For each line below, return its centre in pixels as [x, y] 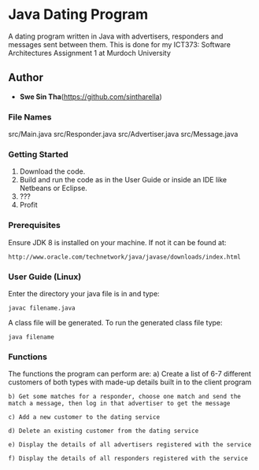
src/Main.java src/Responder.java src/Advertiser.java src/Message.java [123, 134]
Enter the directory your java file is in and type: [84, 293]
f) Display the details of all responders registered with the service [128, 459]
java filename [31, 337]
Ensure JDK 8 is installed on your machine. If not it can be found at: [117, 242]
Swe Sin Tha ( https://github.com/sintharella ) [91, 97]
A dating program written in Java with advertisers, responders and [116, 36]
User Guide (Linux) [45, 277]
